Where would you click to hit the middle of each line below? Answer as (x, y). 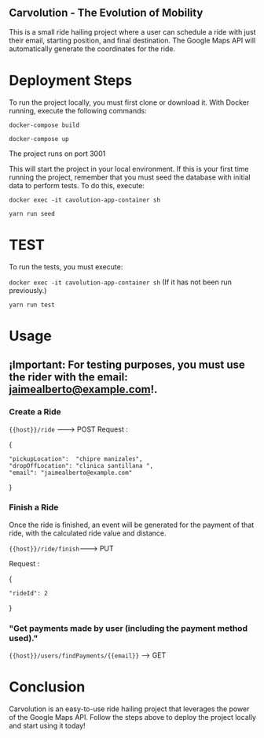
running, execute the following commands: (78, 110)
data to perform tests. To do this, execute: (77, 185)
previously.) (28, 290)
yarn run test (32, 305)
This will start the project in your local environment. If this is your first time (129, 169)
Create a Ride (35, 412)
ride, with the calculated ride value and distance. (88, 533)
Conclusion (47, 687)
